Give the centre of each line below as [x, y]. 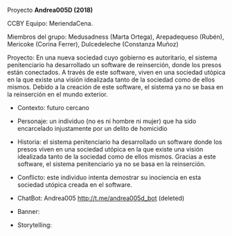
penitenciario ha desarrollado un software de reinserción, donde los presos [114, 65]
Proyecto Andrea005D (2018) [50, 10]
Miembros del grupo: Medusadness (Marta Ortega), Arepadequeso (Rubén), [116, 37]
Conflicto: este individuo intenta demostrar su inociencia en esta [109, 177]
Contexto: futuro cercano [53, 108]
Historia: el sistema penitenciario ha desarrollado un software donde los [120, 142]
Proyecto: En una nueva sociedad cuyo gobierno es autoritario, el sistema [112, 57]
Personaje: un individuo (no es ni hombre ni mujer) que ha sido [107, 121]
